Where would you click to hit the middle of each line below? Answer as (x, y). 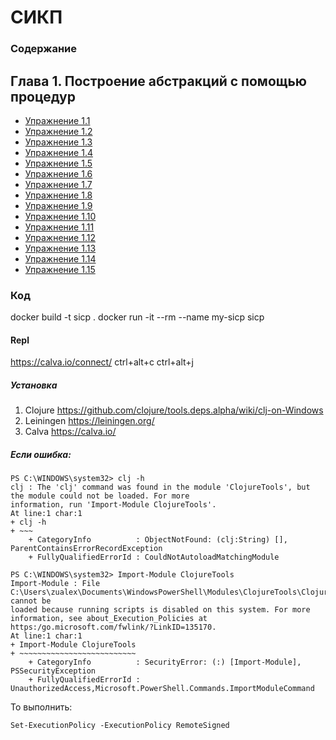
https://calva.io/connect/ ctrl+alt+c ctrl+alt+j (102, 362)
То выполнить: (41, 707)
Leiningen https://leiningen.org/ (89, 421)
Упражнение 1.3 (58, 142)
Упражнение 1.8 (58, 195)
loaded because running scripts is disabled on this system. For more (160, 610)
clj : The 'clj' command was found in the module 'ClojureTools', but (160, 487)
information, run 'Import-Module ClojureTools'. (113, 505)
